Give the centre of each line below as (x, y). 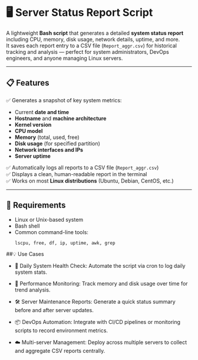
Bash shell (27, 226)
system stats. (31, 272)
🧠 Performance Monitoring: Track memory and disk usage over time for (101, 284)
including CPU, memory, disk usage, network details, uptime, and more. (93, 39)
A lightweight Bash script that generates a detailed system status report (95, 33)
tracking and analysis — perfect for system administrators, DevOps (88, 51)
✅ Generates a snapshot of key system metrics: (64, 100)
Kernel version (33, 124)
